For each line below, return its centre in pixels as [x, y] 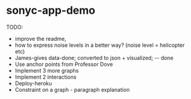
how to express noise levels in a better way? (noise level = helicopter [100, 45]
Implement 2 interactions [46, 77]
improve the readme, [41, 38]
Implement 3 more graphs [47, 70]
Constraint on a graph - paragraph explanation [72, 89]
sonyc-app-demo [51, 10]
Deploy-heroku [33, 83]
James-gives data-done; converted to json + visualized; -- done [94, 58]
